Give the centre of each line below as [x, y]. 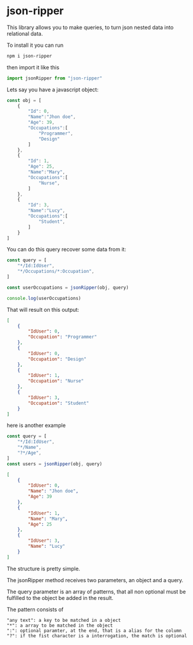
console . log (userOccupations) [44, 298]
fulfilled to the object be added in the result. [60, 598]
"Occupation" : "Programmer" [62, 337]
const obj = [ [24, 100]
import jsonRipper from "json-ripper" [54, 78]
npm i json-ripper [29, 56]
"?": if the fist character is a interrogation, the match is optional [97, 636]
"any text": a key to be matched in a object [64, 620]
